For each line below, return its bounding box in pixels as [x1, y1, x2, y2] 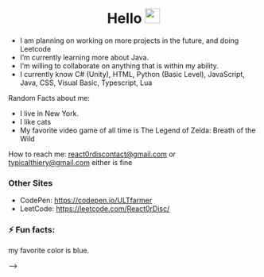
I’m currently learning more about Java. [19, 52, 149, 62]
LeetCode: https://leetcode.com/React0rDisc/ [19, 204, 170, 214]
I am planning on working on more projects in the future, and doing [19, 36, 239, 45]
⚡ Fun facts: [8, 225, 56, 236]
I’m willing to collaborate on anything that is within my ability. [19, 60, 219, 71]
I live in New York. [19, 108, 80, 118]
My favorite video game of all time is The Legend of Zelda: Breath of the [19, 125, 256, 135]
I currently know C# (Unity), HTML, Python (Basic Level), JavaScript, [19, 69, 245, 79]
